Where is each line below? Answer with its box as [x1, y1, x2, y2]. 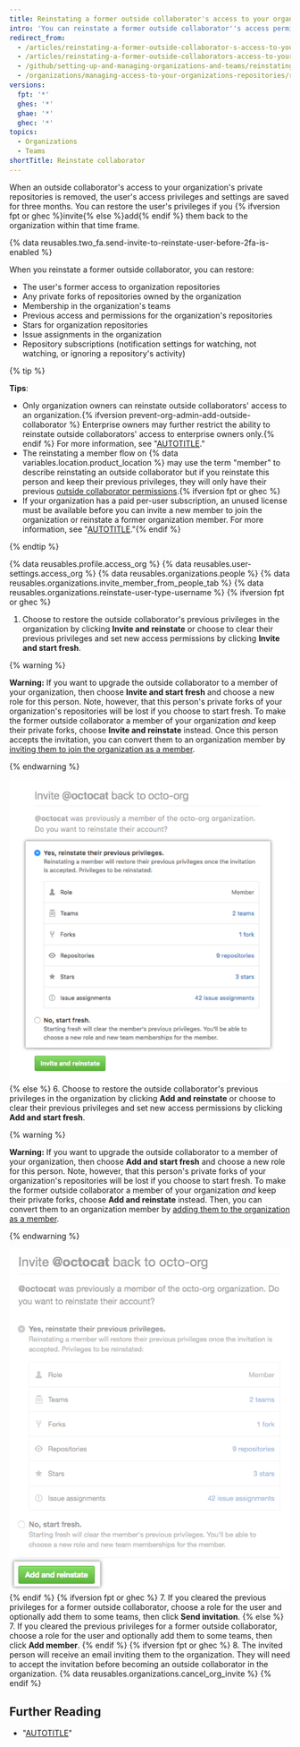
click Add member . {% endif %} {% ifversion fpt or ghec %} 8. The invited [9, 1640, 283, 1651]
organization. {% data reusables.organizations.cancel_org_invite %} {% [9, 1668, 272, 1679]
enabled [9, 246, 39, 257]
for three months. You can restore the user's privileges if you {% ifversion [9, 201, 280, 211]
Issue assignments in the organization [21, 329, 162, 339]
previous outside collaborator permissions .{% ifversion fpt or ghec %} [21, 485, 281, 496]
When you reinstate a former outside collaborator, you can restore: [9, 264, 254, 275]
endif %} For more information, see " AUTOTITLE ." [21, 438, 205, 449]
